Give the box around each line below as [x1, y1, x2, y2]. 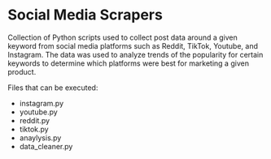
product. [7, 67, 37, 76]
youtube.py [19, 107, 58, 117]
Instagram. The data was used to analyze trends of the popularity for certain [7, 49, 264, 59]
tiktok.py [19, 124, 50, 134]
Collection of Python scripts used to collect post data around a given [7, 32, 238, 42]
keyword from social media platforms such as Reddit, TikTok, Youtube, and [7, 41, 258, 50]
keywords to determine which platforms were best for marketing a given [7, 58, 250, 68]
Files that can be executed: [7, 83, 98, 92]
